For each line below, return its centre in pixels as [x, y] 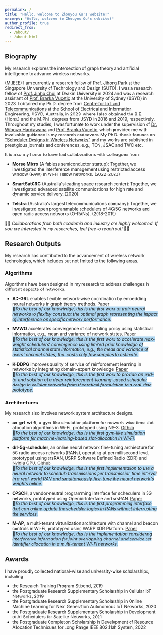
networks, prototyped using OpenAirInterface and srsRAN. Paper [77, 499]
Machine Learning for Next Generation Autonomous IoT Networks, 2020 [84, 606]
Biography [21, 57]
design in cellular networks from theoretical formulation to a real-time [82, 385]
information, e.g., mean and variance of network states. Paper [74, 334]
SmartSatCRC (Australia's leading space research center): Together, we [84, 184]
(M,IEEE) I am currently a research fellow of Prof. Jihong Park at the [73, 83]
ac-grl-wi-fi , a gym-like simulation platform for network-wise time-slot [83, 423]
